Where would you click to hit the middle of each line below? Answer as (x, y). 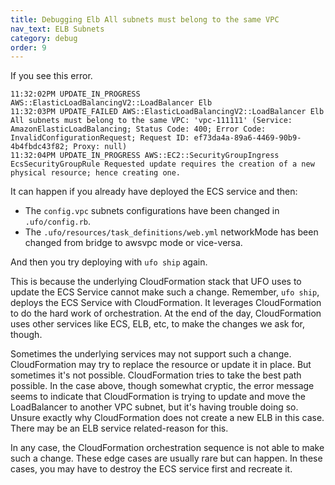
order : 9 (28, 47)
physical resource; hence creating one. (96, 173)
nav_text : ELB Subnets (57, 29)
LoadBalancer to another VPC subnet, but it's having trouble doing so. (154, 407)
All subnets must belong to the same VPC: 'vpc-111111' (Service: (151, 121)
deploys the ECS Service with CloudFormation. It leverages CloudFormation (166, 303)
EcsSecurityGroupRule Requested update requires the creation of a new (162, 164)
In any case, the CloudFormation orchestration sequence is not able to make (167, 448)
